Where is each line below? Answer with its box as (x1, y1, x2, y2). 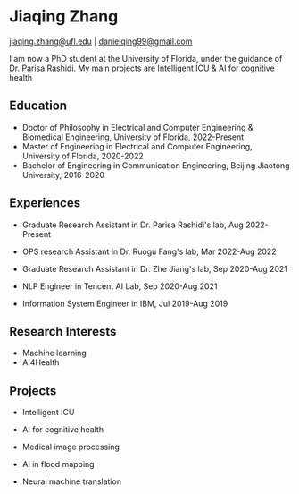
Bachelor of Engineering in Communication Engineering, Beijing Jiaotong (21, 159, 290, 171)
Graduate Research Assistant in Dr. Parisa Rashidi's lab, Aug (21, 219, 244, 230)
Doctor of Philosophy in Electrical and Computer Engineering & (21, 122, 253, 132)
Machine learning (21, 347, 87, 359)
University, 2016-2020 (21, 169, 105, 180)
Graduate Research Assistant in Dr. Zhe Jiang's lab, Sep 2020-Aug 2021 (21, 263, 288, 274)
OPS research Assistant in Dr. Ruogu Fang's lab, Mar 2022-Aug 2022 (21, 246, 277, 257)
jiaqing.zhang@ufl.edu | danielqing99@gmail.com (9, 36, 193, 47)
